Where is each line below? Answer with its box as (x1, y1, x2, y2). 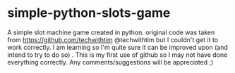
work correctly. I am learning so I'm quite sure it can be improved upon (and (7, 43, 228, 51)
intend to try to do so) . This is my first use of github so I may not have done (7, 51, 228, 59)
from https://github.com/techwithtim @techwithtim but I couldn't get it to (7, 35, 219, 44)
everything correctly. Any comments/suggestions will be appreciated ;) (7, 58, 214, 66)
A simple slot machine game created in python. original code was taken (7, 28, 215, 36)
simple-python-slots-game (7, 5, 171, 21)
